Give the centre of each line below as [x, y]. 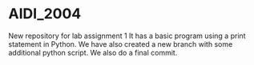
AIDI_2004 [45, 14]
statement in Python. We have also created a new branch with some [121, 44]
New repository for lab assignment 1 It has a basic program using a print [127, 36]
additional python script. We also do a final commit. [93, 52]
